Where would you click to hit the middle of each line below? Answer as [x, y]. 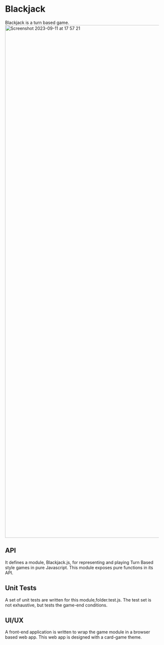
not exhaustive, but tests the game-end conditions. [56, 605]
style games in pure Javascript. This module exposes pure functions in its [79, 567]
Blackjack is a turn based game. [37, 22]
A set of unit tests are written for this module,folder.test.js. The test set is [78, 600]
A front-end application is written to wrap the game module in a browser [78, 632]
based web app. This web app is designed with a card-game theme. [73, 637]
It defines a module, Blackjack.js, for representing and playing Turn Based [79, 562]
